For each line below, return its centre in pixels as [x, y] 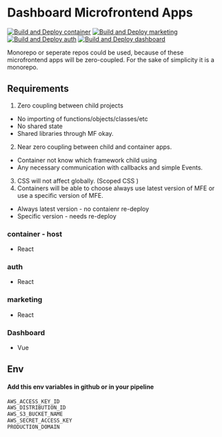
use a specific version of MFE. [60, 195]
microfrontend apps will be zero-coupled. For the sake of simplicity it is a [111, 59]
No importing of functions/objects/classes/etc [82, 119]
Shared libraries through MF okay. [65, 133]
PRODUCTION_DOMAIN [33, 427]
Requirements [38, 89]
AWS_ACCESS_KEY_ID [33, 401]
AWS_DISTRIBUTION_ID [37, 408]
